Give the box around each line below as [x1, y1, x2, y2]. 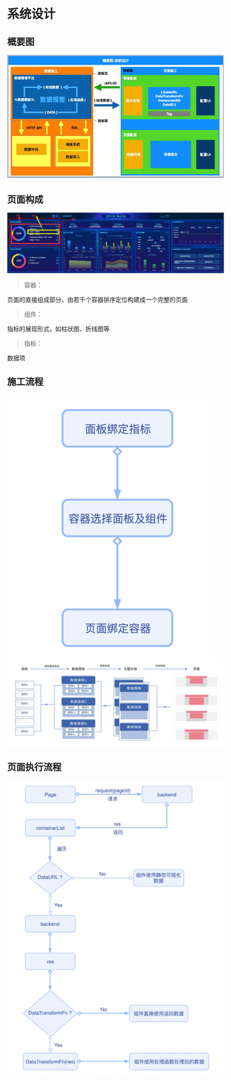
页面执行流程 [7, 761, 62, 773]
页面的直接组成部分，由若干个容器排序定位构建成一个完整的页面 [7, 295, 188, 303]
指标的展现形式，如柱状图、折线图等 [7, 324, 110, 333]
